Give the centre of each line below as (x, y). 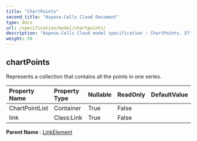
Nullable (100, 94)
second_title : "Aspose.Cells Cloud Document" (62, 17)
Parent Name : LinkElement (39, 132)
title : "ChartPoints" (33, 11)
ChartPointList (29, 108)
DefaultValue (170, 94)
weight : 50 (19, 39)
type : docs (19, 22)
